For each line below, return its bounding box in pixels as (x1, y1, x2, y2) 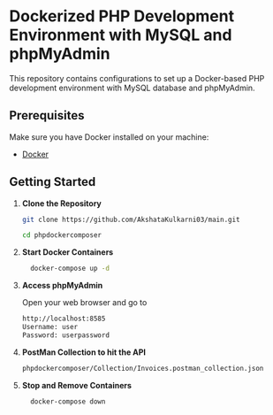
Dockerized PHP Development (9, 6, 235, 27)
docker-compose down (30, 396, 106, 406)
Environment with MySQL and (9, 25, 232, 45)
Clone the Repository (21, 197, 102, 209)
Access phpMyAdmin (21, 281, 103, 291)
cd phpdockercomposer (21, 231, 102, 240)
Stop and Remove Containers (21, 380, 133, 390)
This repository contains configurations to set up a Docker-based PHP (9, 73, 265, 83)
